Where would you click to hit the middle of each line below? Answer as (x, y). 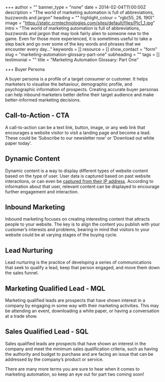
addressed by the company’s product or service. (54, 359)
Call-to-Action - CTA (37, 116)
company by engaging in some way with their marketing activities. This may (82, 306)
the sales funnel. (22, 273)
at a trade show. (21, 316)
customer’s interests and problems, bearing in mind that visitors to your (77, 230)
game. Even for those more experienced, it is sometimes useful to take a (79, 39)
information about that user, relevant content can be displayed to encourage (82, 186)
